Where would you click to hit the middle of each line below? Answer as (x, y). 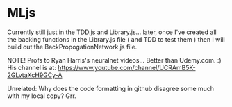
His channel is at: (32, 67)
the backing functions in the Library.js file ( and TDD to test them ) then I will (116, 39)
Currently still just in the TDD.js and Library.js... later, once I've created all (112, 32)
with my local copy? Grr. (42, 96)
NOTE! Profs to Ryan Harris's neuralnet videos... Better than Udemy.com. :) (114, 60)
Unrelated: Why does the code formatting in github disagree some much (110, 88)
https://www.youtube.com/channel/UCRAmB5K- (127, 67)
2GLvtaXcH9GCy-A (35, 75)
